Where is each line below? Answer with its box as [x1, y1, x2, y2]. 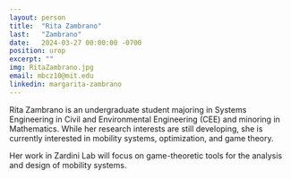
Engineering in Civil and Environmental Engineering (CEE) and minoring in [9, 114, 280, 124]
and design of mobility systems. [9, 159, 127, 170]
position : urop [9, 47, 66, 55]
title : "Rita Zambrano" [9, 21, 102, 30]
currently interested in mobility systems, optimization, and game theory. [9, 132, 275, 143]
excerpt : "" [9, 55, 54, 64]
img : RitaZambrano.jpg [9, 64, 94, 72]
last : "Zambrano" [9, 30, 82, 38]
